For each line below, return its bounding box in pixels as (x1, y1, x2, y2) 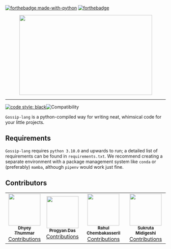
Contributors (5, 179, 47, 188)
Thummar (14, 230, 35, 236)
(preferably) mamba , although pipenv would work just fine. (5, 164, 124, 170)
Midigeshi (135, 230, 156, 236)
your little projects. (5, 119, 45, 125)
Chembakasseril (86, 230, 121, 236)
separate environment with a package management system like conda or (5, 159, 156, 165)
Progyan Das (49, 228, 76, 234)
